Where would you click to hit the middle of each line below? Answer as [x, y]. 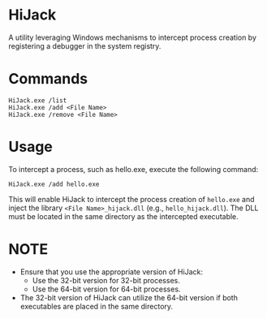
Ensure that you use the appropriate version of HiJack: [111, 272]
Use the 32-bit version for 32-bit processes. [106, 280]
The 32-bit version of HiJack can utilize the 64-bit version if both [129, 297]
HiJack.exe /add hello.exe [54, 184]
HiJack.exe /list [38, 100]
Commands [48, 79]
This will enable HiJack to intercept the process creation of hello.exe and [131, 199]
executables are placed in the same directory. [96, 306]
